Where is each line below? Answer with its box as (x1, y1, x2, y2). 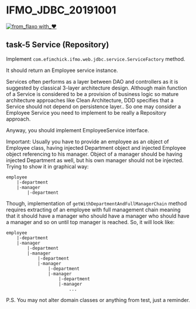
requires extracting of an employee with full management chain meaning (6, 206, 181, 213)
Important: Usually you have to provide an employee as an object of (6, 138, 169, 145)
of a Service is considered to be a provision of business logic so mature (6, 90, 179, 97)
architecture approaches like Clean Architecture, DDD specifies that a (6, 97, 174, 104)
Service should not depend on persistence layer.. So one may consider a (6, 103, 181, 110)
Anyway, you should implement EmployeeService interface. (6, 126, 149, 133)
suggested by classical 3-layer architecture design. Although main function (6, 84, 187, 91)
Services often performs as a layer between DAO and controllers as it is (6, 78, 178, 85)
